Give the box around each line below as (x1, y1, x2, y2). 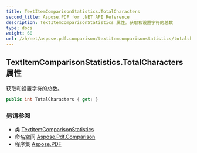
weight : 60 (6, 30, 33, 36)
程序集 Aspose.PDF (14, 140, 62, 147)
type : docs (6, 25, 33, 31)
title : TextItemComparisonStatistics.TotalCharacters (6, 8, 141, 15)
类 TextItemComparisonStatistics (14, 125, 94, 132)
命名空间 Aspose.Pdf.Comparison (14, 133, 96, 140)
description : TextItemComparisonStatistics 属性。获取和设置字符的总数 (6, 19, 174, 25)
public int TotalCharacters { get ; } (6, 96, 98, 103)
